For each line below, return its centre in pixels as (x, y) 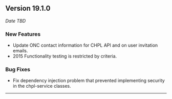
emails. (20, 51)
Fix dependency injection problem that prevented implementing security (89, 81)
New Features (23, 34)
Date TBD (16, 21)
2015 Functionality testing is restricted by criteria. (65, 56)
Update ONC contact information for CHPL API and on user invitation (85, 45)
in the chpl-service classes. (42, 86)
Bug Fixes (18, 70)
